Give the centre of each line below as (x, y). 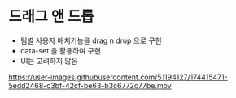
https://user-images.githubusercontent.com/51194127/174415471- (118, 77)
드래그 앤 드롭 (51, 17)
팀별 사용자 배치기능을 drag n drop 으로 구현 (91, 40)
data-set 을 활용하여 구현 (61, 50)
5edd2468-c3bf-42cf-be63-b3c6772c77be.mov (90, 85)
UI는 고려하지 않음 (49, 61)
